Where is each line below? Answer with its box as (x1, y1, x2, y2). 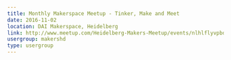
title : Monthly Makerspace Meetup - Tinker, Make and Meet (7, 10, 180, 17)
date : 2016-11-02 (7, 17, 57, 23)
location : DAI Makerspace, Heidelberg (7, 23, 118, 30)
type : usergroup (7, 42, 54, 49)
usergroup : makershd (7, 36, 67, 43)
